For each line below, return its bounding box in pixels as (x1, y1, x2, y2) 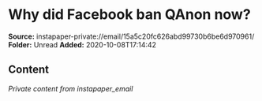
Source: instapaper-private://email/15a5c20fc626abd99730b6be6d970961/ (8, 32, 255, 41)
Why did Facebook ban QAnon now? (8, 6, 251, 24)
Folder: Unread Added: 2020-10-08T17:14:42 (8, 39, 156, 49)
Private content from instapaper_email (8, 84, 133, 93)
